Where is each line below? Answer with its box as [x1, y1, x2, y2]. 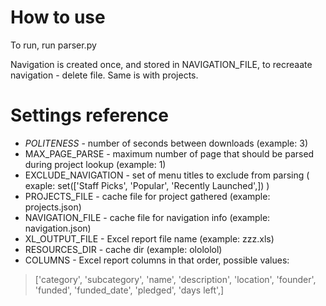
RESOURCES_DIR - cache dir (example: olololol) [24, 243, 223, 255]
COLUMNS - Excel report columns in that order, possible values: [24, 254, 290, 266]
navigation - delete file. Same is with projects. [10, 69, 199, 81]
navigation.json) [24, 222, 92, 234]
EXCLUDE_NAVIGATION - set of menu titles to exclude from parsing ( [24, 169, 310, 181]
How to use [10, 6, 106, 29]
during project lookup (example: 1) [24, 158, 167, 170]
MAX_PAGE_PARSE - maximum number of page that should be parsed [24, 147, 315, 160]
